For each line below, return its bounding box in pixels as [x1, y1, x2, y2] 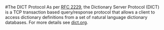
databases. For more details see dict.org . [5, 19, 89, 25]
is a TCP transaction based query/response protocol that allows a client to [5, 9, 155, 15]
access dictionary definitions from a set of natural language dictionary [5, 15, 148, 20]
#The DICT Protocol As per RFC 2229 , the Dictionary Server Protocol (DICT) [5, 4, 160, 10]
